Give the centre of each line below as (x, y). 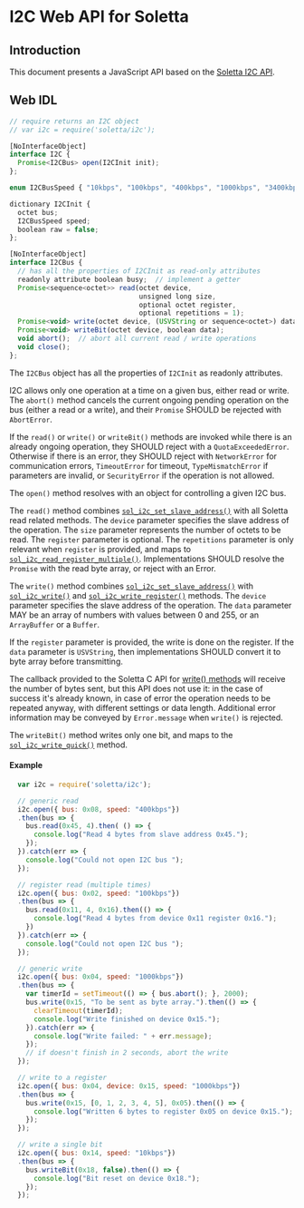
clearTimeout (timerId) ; (78, 1010)
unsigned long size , (178, 297)
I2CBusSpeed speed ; (54, 221)
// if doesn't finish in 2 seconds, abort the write (127, 1053)
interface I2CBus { (46, 263)
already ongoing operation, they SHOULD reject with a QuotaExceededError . (149, 446)
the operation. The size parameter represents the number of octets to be (145, 530)
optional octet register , (188, 305)
